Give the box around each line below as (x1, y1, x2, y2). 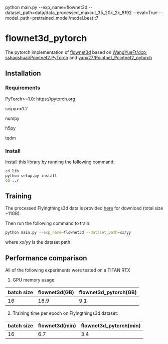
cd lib (5, 168, 19, 173)
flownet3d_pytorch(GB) (79, 289, 137, 296)
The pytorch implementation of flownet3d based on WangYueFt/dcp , (5, 49, 147, 55)
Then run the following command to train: (5, 220, 91, 226)
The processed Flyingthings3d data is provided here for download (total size (5, 205, 163, 211)
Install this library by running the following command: (5, 159, 115, 165)
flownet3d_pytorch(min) (81, 322, 141, 329)
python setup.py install (5, 173, 57, 178)
